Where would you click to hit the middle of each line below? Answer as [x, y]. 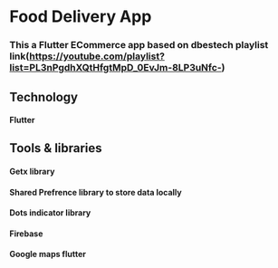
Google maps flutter [48, 254]
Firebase [26, 234]
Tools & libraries [56, 148]
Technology [44, 97]
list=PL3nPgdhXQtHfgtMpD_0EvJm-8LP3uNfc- [115, 68]
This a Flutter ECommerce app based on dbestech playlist [139, 45]
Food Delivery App [81, 17]
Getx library [32, 172]
